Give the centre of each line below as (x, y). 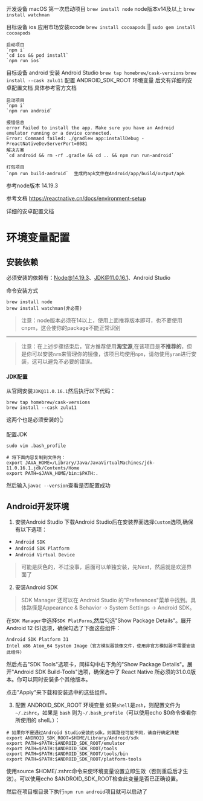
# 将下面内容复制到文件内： (36, 458)
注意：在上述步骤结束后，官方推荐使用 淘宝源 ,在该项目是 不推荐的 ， (104, 346)
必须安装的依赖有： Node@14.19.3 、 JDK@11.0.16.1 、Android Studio (89, 278)
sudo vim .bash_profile (36, 446)
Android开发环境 (38, 506)
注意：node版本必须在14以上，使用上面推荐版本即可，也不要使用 (101, 320)
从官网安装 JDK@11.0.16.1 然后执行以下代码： (61, 391)
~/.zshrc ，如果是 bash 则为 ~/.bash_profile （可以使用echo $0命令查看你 (106, 713)
